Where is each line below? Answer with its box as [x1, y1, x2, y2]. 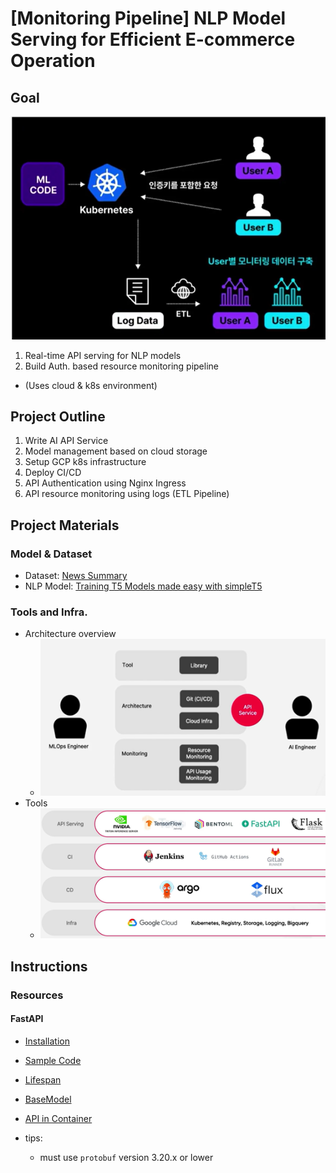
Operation [10, 50, 96, 72]
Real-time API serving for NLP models [24, 349, 182, 361]
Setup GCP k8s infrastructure [24, 456, 147, 468]
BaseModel [24, 1093, 72, 1105]
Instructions [10, 958, 88, 975]
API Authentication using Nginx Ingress [24, 477, 187, 489]
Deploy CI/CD [24, 467, 82, 479]
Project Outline [10, 408, 106, 425]
